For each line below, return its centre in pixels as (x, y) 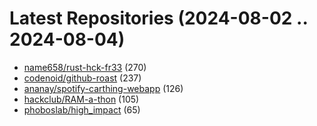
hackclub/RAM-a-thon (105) (81, 99)
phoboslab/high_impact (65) (82, 109)
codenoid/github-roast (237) (82, 78)
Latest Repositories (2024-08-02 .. (158, 18)
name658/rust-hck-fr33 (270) (85, 67)
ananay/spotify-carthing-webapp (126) (103, 88)
